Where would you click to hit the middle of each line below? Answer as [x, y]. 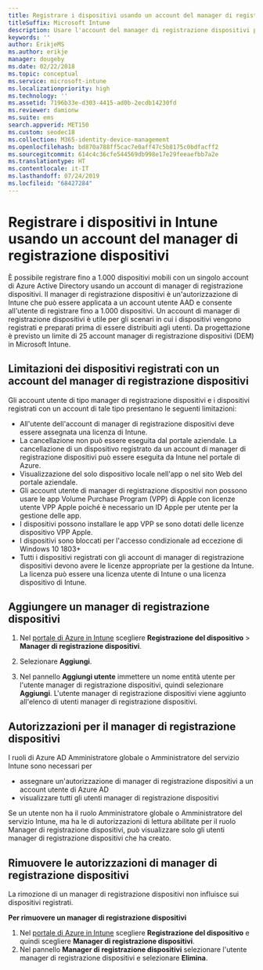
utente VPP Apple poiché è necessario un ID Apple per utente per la [129, 507]
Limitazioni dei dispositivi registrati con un [114, 369]
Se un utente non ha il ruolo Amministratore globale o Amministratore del [125, 813]
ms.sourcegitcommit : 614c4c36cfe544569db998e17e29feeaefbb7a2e [113, 154]
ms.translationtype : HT [47, 162]
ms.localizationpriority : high [59, 88]
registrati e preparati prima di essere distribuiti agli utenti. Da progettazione [129, 328]
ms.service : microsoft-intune [58, 81]
